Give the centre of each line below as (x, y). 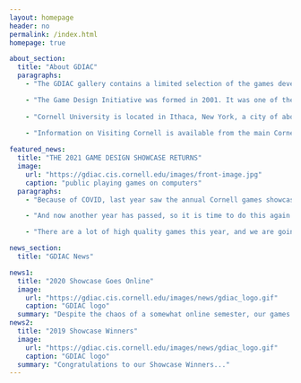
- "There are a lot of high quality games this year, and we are (150, 232)
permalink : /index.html (54, 34)
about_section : (38, 59)
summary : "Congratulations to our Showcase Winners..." (124, 364)
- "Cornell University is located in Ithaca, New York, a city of (152, 117)
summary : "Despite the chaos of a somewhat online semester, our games (154, 315)
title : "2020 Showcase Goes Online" (86, 281)
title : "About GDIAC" (58, 67)
